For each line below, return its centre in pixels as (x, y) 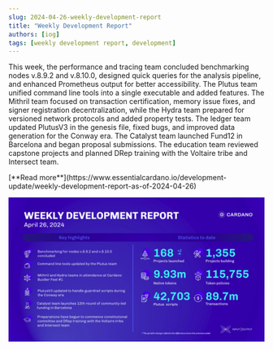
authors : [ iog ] (34, 34)
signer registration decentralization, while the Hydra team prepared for (127, 110)
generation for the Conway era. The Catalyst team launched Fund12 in (126, 136)
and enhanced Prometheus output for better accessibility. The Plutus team (133, 84)
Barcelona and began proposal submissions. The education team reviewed (133, 145)
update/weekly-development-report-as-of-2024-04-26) (102, 186)
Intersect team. (34, 162)
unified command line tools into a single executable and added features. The (136, 93)
